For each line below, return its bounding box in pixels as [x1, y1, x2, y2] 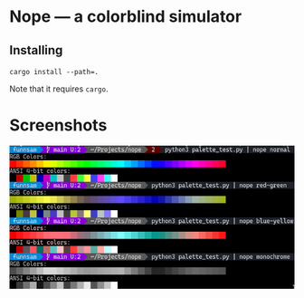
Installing [9, 43, 63, 58]
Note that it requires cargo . [9, 83, 109, 94]
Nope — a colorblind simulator [9, 6, 242, 27]
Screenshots [9, 115, 108, 136]
